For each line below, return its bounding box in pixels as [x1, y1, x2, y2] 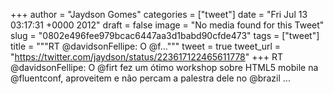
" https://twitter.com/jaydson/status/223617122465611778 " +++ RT [10, 51, 284, 63]
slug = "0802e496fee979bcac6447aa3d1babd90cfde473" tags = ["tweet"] [10, 30, 320, 41]
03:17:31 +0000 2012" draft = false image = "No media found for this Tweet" [10, 19, 325, 31]
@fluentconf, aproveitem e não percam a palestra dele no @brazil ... [10, 72, 291, 84]
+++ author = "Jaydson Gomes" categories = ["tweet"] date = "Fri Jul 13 [10, 9, 308, 20]
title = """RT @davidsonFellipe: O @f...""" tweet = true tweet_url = [10, 40, 282, 52]
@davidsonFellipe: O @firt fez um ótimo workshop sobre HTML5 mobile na [10, 62, 319, 73]
